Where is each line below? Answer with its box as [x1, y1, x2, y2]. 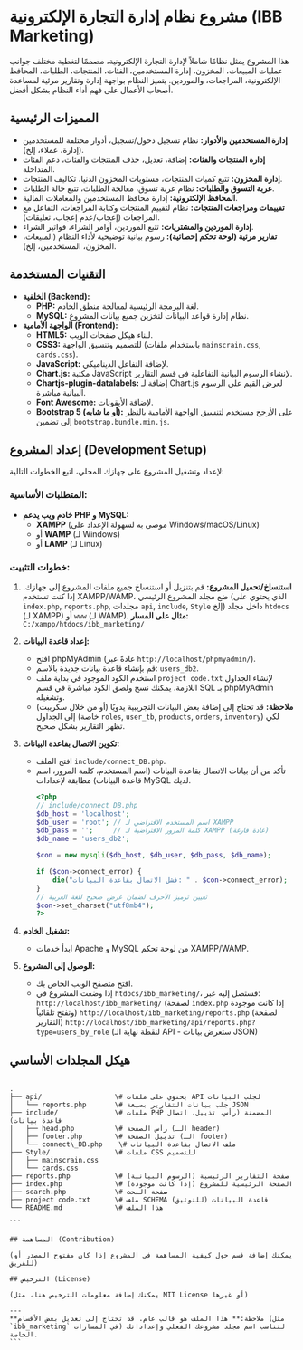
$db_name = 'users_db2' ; [35, 835, 130, 844]
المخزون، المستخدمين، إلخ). [22, 240, 117, 251]
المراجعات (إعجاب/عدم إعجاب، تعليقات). [22, 211, 161, 223]
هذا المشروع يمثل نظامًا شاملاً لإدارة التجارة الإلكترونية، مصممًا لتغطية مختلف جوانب [9, 55, 289, 66]
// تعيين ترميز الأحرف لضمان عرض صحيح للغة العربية [35, 892, 208, 902]
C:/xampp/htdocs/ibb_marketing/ [22, 619, 145, 628]
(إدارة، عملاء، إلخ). [22, 144, 84, 155]
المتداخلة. [22, 163, 56, 174]
